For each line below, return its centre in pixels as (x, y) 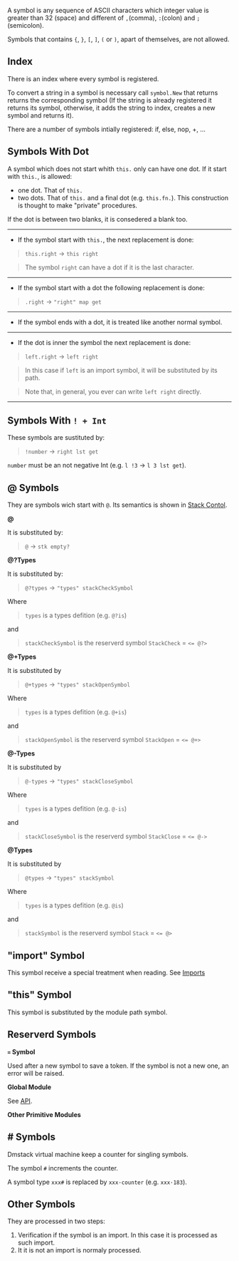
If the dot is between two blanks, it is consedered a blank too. (97, 219)
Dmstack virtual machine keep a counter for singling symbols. (98, 1154)
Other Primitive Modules (44, 1114)
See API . (20, 1101)
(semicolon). (26, 25)
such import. (36, 1242)
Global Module (30, 1087)
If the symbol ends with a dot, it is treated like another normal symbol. (120, 322)
